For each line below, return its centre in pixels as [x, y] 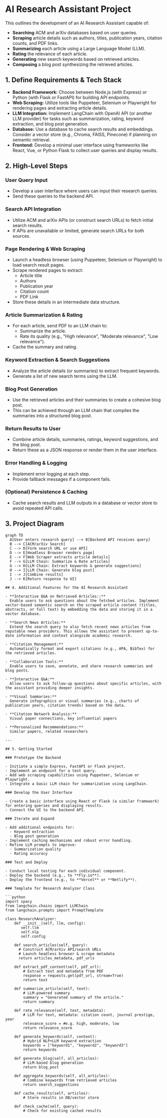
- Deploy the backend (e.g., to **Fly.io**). [53, 875]
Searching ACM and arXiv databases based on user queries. [75, 32]
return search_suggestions [51, 1085]
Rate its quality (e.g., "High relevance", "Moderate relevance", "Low [89, 336]
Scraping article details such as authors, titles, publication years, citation [87, 38]
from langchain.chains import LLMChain [47, 906]
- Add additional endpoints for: [40, 827]
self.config [33, 936]
